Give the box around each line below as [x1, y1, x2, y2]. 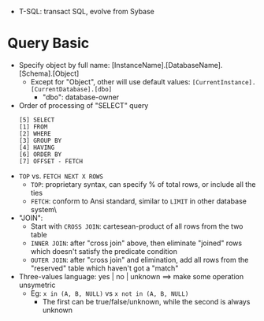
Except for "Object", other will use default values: [30, 77, 191, 86]
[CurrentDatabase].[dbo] [30, 85, 113, 93]
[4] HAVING [18, 144, 55, 151]
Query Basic [7, 35, 90, 52]
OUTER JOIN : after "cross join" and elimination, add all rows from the [30, 255, 249, 264]
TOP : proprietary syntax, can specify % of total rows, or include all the [30, 179, 256, 188]
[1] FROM [18, 122, 48, 131]
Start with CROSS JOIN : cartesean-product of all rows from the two [30, 221, 244, 231]
